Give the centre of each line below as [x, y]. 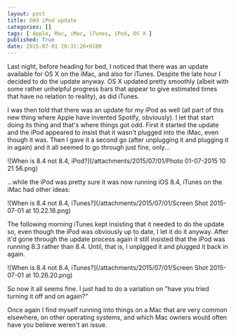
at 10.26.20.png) [49, 275]
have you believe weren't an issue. [57, 325]
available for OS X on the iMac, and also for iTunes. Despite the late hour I [114, 74]
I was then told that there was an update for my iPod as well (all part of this [116, 110]
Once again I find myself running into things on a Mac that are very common [117, 310]
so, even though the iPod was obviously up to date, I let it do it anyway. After [118, 232]
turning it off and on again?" [48, 296]
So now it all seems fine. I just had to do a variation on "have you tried [108, 289]
